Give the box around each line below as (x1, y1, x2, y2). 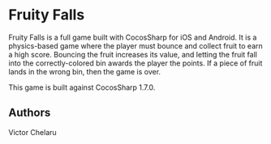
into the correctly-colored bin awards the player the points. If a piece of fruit (8, 58, 263, 68)
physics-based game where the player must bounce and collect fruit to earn (8, 40, 264, 50)
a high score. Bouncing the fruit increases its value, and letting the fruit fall (8, 49, 258, 59)
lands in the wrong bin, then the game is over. (8, 66, 161, 76)
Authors (8, 106, 51, 120)
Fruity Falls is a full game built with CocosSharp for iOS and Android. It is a (8, 32, 257, 42)
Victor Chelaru (8, 127, 57, 137)
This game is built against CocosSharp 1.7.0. (8, 83, 156, 92)
